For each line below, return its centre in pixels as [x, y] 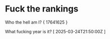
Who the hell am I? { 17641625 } [36, 22]
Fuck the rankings [42, 9]
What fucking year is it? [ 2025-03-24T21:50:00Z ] [55, 31]
